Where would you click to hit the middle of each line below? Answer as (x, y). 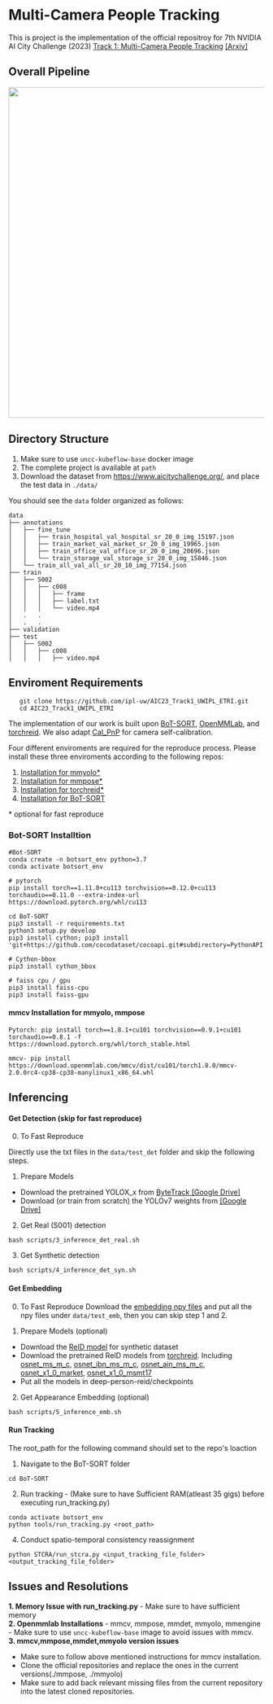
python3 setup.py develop (52, 931)
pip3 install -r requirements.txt (67, 923)
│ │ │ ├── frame (47, 594)
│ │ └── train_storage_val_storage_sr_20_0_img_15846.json (118, 558)
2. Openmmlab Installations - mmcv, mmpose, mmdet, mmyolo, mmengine (135, 1623)
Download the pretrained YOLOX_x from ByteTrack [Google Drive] (130, 1192)
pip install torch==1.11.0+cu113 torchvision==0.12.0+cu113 (113, 888)
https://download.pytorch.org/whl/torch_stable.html (100, 1044)
